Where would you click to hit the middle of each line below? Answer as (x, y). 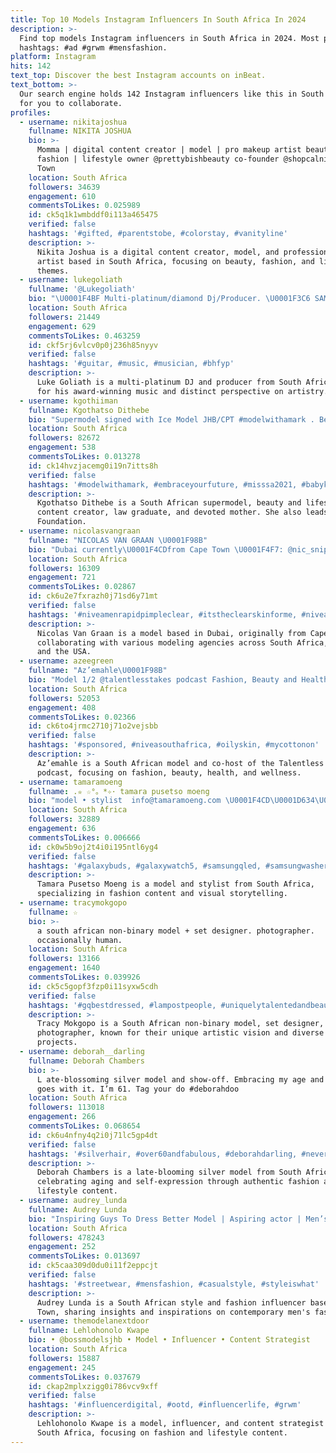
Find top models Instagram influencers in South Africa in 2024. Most (169, 38)
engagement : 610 (62, 196)
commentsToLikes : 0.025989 (84, 206)
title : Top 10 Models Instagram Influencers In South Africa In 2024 (158, 19)
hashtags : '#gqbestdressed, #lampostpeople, (122, 1005)
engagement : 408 (62, 707)
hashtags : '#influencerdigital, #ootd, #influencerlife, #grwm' (165, 1405)
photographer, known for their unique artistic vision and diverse (180, 1033)
